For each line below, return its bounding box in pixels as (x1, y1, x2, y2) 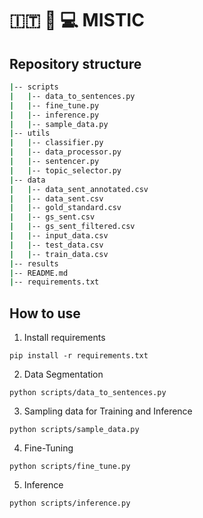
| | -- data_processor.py (9, 147, 122, 157)
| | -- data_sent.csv (9, 193, 104, 204)
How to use (9, 305, 81, 322)
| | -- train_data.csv (9, 249, 109, 259)
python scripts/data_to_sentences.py (9, 388, 167, 398)
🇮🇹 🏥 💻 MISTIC (9, 9, 145, 32)
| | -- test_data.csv (9, 240, 104, 250)
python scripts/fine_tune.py (9, 462, 131, 472)
